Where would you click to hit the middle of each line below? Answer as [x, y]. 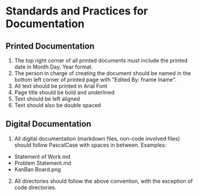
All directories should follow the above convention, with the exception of [103, 181]
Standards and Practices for [77, 11]
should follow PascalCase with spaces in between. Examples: [90, 145]
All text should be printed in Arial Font [61, 86]
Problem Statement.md [43, 163]
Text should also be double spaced [58, 105]
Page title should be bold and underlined [64, 92]
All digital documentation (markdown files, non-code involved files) [97, 138]
